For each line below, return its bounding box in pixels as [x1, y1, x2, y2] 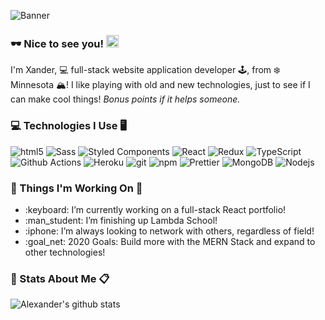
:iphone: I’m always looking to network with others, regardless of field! [24, 225, 315, 237]
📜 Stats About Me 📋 [10, 271, 110, 285]
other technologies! [24, 246, 106, 258]
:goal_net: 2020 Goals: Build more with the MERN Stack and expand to [24, 235, 316, 247]
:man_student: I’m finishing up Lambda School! [24, 214, 218, 226]
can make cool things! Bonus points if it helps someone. [10, 93, 241, 105]
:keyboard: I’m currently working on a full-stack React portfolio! [24, 203, 287, 215]
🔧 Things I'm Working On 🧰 [10, 181, 143, 195]
